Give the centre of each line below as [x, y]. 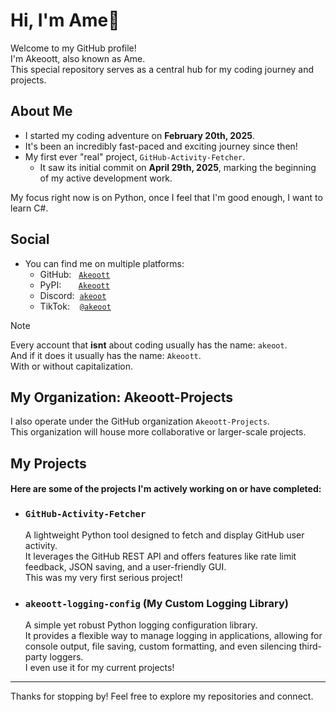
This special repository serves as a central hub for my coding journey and [162, 69]
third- [310, 646]
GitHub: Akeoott [75, 274]
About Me [41, 111]
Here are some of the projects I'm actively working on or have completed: [166, 489]
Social [30, 239]
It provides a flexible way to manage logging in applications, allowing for [173, 635]
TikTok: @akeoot [75, 306]
